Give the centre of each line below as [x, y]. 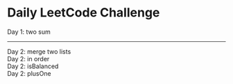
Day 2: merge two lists [39, 51]
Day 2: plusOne [29, 73]
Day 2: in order [28, 59]
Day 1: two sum [29, 32]
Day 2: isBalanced [33, 66]
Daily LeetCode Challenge [84, 13]
